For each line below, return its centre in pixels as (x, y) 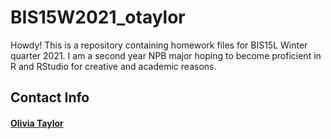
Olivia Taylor (37, 123)
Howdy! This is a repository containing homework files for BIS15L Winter (159, 45)
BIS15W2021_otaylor (98, 17)
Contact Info (50, 97)
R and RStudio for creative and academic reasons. (113, 66)
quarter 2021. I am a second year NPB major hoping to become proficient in (166, 55)
